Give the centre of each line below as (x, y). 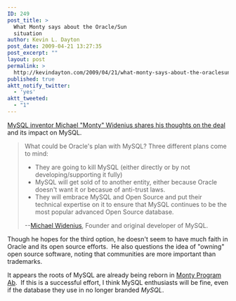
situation (28, 33)
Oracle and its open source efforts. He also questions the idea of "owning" (116, 246)
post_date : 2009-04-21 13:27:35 (54, 46)
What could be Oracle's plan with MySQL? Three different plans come (125, 146)
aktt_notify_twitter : (39, 86)
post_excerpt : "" (33, 53)
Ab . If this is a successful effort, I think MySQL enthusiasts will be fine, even (118, 282)
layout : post (26, 60)
